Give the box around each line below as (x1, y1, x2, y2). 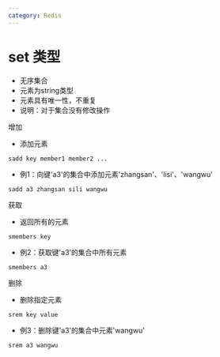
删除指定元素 (19, 295, 62, 304)
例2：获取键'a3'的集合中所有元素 (19, 247, 127, 257)
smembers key (8, 232, 51, 241)
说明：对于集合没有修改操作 (19, 105, 111, 115)
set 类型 (8, 48, 61, 66)
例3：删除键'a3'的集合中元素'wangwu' (19, 325, 145, 335)
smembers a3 (8, 263, 47, 271)
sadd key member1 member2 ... (8, 155, 108, 163)
